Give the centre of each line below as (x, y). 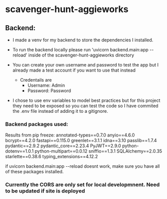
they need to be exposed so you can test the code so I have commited (85, 106)
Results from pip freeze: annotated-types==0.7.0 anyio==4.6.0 (70, 135)
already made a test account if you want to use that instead (74, 70)
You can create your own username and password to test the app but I (86, 65)
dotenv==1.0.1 (19, 151)
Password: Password (49, 91)
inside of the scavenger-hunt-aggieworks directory (81, 55)
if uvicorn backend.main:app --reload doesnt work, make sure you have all (82, 166)
